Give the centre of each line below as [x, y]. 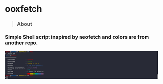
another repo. [22, 43]
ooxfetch [24, 9]
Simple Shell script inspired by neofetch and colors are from [77, 37]
